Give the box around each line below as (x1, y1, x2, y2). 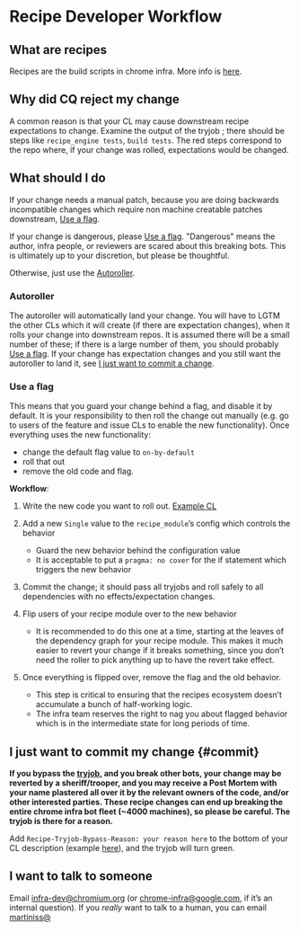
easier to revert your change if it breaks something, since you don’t (35, 645, 285, 656)
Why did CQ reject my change (9, 92, 180, 107)
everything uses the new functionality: (9, 430, 151, 440)
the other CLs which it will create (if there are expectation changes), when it (9, 319, 290, 330)
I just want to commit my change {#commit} (9, 744, 260, 759)
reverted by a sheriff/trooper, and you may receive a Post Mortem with (9, 777, 277, 788)
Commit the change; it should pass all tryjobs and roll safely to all (22, 581, 264, 592)
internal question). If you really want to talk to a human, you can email (9, 901, 268, 913)
